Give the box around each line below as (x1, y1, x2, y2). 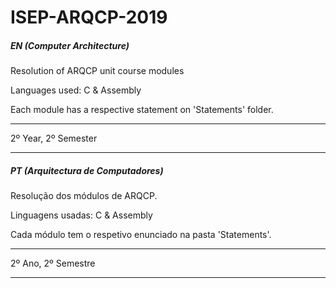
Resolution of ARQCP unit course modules (10, 65, 185, 77)
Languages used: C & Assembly (10, 84, 142, 96)
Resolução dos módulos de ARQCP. (10, 190, 158, 202)
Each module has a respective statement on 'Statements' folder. (10, 104, 274, 116)
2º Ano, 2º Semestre (10, 257, 96, 270)
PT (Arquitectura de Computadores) (10, 164, 164, 176)
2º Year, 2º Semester (10, 132, 98, 145)
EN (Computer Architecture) (10, 39, 130, 51)
